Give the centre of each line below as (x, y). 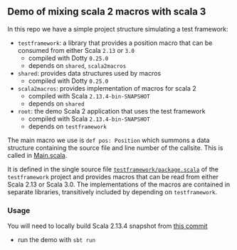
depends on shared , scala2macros (77, 65)
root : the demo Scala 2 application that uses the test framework (111, 111)
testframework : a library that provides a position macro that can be (115, 43)
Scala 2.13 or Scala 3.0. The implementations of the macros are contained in (118, 184)
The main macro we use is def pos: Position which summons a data (109, 140)
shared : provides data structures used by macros (89, 73)
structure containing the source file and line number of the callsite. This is (115, 147)
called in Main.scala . (37, 155)
